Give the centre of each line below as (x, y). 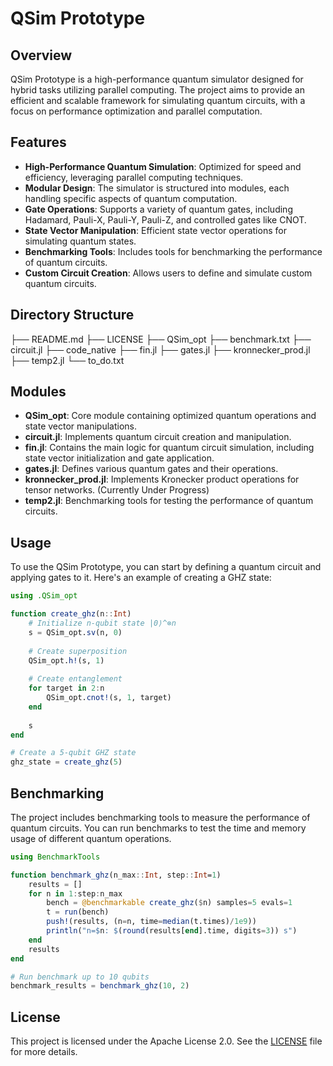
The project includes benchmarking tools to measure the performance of (160, 817)
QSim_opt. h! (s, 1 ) (66, 660)
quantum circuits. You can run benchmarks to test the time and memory (158, 828)
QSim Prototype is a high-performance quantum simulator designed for (157, 79)
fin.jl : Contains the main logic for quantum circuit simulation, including (169, 448)
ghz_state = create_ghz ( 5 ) (66, 762)
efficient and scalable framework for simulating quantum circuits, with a (158, 100)
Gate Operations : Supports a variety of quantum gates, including (158, 209)
